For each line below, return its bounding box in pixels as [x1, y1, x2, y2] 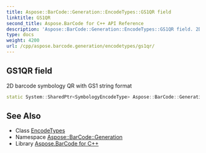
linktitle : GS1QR [6, 15, 51, 21]
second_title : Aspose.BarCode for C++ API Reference [6, 20, 144, 26]
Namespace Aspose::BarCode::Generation [15, 133, 123, 141]
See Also [6, 111, 41, 121]
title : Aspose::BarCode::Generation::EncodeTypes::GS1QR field [6, 9, 172, 15]
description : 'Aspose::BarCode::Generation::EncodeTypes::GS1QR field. [6, 26, 193, 32]
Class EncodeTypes [15, 127, 66, 135]
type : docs [6, 32, 34, 38]
